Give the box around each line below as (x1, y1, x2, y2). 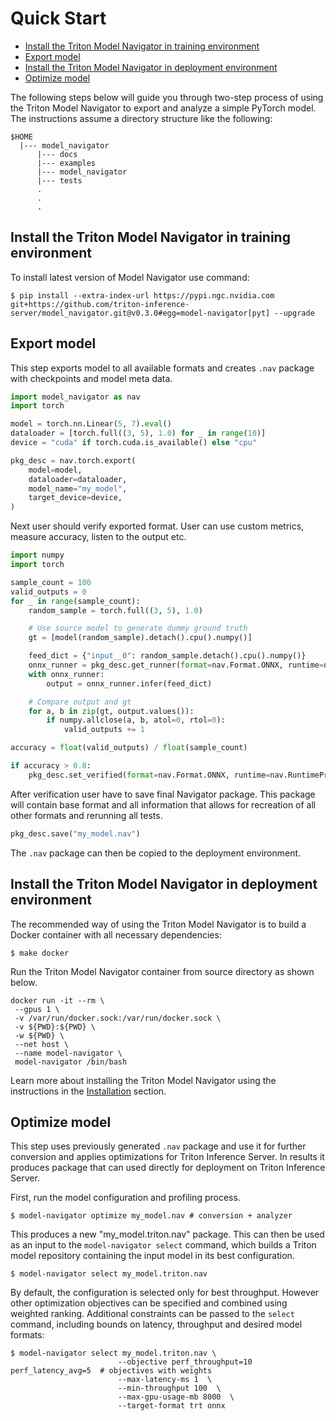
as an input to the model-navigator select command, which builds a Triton (10, 1239, 317, 1251)
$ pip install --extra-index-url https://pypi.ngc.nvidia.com (10, 290, 275, 301)
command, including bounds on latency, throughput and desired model (10, 1318, 303, 1331)
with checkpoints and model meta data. (10, 372, 173, 384)
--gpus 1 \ (14, 1004, 60, 1014)
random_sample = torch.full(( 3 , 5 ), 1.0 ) (28, 605, 203, 616)
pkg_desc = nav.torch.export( (10, 455, 137, 466)
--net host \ (14, 1039, 70, 1049)
